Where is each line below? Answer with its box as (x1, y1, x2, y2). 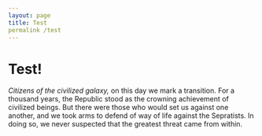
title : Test (8, 19, 47, 27)
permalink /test (8, 26, 61, 34)
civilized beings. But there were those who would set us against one (8, 103, 229, 112)
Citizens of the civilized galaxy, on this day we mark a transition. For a (8, 86, 234, 95)
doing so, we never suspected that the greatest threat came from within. (8, 119, 242, 129)
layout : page (8, 11, 51, 20)
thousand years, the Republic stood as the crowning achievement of (8, 94, 230, 104)
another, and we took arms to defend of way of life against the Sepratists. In (8, 111, 254, 120)
